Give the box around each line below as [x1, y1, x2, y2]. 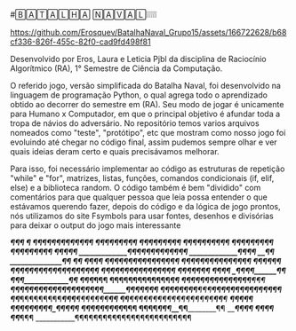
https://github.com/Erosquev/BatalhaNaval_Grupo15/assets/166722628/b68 [10, 28, 287, 37]
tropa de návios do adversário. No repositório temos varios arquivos [10, 118, 260, 129]
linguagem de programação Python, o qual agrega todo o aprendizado [10, 90, 268, 100]
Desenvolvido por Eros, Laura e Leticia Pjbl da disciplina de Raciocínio [10, 54, 267, 64]
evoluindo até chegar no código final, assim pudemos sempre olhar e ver [10, 137, 278, 147]
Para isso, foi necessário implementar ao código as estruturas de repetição [10, 163, 285, 174]
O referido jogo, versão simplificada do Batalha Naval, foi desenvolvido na [10, 81, 281, 91]
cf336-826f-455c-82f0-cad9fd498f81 [10, 36, 151, 47]
